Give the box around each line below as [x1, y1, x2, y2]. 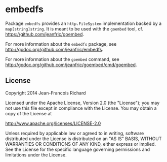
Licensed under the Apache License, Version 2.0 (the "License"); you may [5, 100, 160, 106]
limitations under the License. [5, 151, 67, 158]
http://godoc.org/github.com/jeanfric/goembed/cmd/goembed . [5, 61, 137, 68]
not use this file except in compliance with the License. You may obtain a [5, 105, 157, 111]
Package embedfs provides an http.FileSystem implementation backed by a [5, 20, 162, 26]
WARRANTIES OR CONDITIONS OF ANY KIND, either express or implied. [5, 141, 156, 147]
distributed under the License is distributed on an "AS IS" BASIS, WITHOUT [5, 136, 162, 142]
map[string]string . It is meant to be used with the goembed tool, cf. [5, 25, 143, 31]
